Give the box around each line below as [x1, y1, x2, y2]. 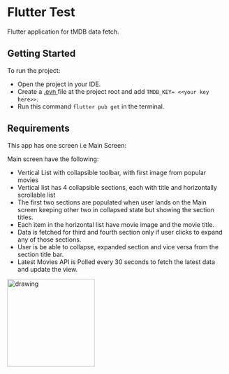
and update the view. [17, 265, 78, 273]
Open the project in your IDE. [17, 80, 101, 88]
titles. [17, 213, 34, 221]
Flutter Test [7, 4, 75, 20]
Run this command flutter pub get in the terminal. [17, 102, 165, 111]
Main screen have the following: [7, 155, 99, 163]
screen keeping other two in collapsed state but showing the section [17, 205, 214, 214]
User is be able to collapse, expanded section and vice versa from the [17, 242, 219, 251]
